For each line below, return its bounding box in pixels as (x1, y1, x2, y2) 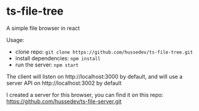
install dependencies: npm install (15, 54, 101, 62)
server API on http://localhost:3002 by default (6, 79, 122, 87)
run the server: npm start (15, 61, 79, 68)
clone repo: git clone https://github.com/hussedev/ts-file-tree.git (15, 48, 194, 56)
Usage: (6, 36, 24, 43)
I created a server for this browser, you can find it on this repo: (6, 91, 164, 98)
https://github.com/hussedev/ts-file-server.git (6, 98, 122, 105)
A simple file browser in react (6, 24, 81, 32)
